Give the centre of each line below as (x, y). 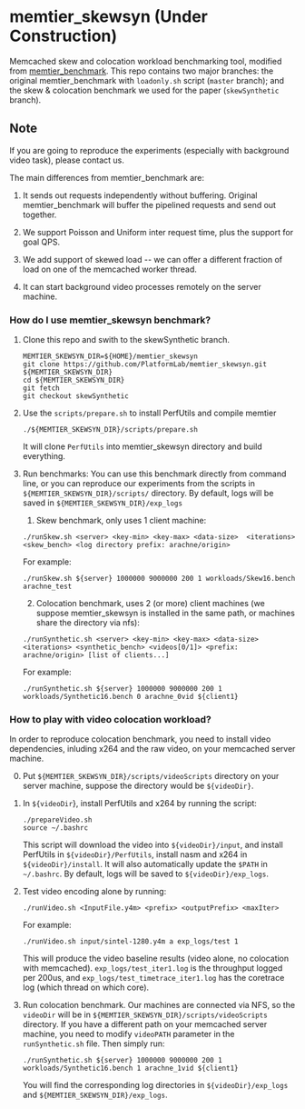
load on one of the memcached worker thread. (110, 269)
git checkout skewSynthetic (75, 396)
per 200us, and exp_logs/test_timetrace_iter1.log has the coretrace (153, 978)
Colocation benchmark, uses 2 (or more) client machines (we (150, 604)
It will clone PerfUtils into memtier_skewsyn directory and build (143, 446)
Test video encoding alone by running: (94, 892)
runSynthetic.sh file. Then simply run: (93, 1044)
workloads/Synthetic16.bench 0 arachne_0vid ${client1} (130, 697)
